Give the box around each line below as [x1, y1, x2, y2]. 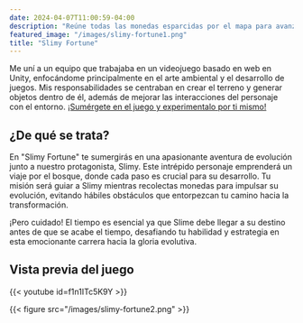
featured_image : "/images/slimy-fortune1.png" [9, 30, 188, 39]
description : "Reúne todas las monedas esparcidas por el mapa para [9, 22, 272, 31]
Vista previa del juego [9, 263, 134, 278]
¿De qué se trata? [9, 127, 110, 143]
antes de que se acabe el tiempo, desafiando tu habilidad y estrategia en [9, 226, 280, 237]
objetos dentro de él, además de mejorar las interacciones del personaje [9, 92, 279, 103]
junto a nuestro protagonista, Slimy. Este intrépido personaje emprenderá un [9, 161, 293, 172]
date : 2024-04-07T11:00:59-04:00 [9, 13, 135, 23]
